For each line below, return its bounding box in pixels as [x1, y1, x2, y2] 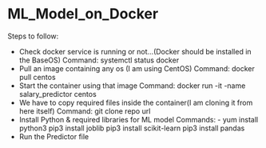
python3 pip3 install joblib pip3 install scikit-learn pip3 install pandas [18, 123, 245, 133]
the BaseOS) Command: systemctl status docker [18, 55, 180, 65]
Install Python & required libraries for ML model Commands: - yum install [18, 114, 259, 124]
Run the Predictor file [18, 131, 89, 141]
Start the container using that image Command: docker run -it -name [18, 81, 246, 90]
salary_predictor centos [18, 89, 97, 98]
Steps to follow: [7, 31, 59, 41]
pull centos [18, 72, 57, 82]
